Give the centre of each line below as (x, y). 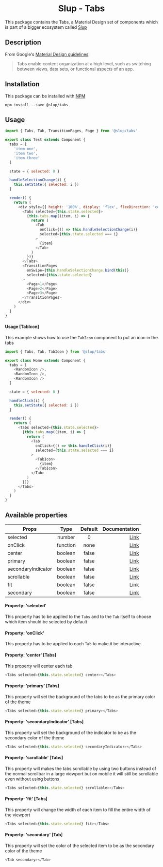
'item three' (27, 158)
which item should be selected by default (46, 622)
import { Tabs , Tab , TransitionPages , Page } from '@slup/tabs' (71, 131)
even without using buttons (32, 779)
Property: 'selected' (26, 606)
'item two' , (26, 153)
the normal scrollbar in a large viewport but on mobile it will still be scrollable (81, 773)
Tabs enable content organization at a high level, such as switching (84, 63)
